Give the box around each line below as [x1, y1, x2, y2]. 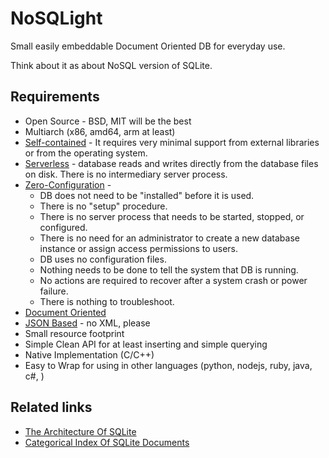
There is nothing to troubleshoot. [39, 295, 175, 307]
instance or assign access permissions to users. [39, 242, 239, 254]
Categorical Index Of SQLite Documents [24, 436, 190, 448]
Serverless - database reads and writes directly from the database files [24, 157, 319, 169]
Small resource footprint [24, 327, 125, 339]
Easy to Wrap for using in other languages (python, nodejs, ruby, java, [24, 359, 313, 371]
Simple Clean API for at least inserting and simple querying [24, 338, 268, 350]
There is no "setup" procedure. [39, 200, 168, 212]
